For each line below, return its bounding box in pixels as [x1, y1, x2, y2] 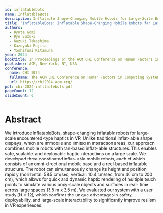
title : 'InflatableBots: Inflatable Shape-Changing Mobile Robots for [5, 20, 151, 26]
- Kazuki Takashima [9, 39, 49, 44]
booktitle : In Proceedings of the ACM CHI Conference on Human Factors [5, 57, 153, 62]
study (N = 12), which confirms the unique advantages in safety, [5, 192, 133, 198]
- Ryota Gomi [9, 30, 36, 35]
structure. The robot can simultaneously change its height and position [5, 166, 147, 172]
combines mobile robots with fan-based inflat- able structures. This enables [5, 145, 157, 151]
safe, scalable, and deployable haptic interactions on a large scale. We [5, 151, 146, 157]
